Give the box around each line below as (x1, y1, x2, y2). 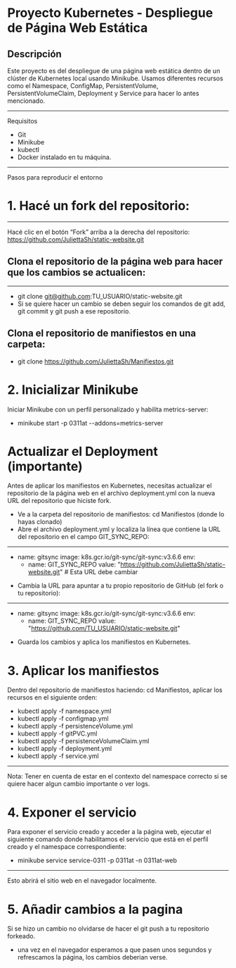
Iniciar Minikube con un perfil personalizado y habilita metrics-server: (7, 405, 209, 414)
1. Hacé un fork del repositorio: (7, 198, 190, 214)
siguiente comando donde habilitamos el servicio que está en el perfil (7, 835, 209, 843)
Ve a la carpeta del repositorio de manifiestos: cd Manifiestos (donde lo (17, 510, 225, 519)
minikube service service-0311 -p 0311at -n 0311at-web (17, 856, 178, 864)
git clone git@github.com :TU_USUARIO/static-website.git (17, 292, 183, 300)
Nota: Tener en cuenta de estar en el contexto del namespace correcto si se (7, 772, 228, 781)
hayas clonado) (17, 518, 63, 526)
